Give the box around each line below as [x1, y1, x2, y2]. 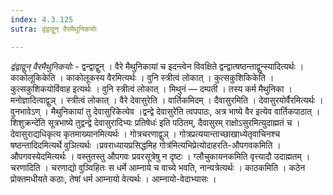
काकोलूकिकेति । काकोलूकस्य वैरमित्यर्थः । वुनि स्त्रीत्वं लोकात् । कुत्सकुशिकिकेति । [10, 71, 275, 83]
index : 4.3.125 [10, 14, 74, 25]
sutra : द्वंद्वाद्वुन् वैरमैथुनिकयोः [10, 24, 98, 34]
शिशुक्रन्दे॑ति [10, 116, 46, 128]
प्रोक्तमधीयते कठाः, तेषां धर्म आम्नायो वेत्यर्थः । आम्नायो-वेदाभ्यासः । [10, 172, 217, 185]
